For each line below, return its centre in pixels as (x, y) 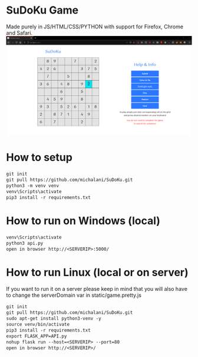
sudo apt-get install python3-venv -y (54, 318)
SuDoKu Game (42, 10)
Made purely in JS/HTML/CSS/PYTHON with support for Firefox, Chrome (95, 27)
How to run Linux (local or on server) (97, 273)
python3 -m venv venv (33, 186)
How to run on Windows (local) (83, 221)
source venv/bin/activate (38, 324)
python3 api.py (25, 243)
